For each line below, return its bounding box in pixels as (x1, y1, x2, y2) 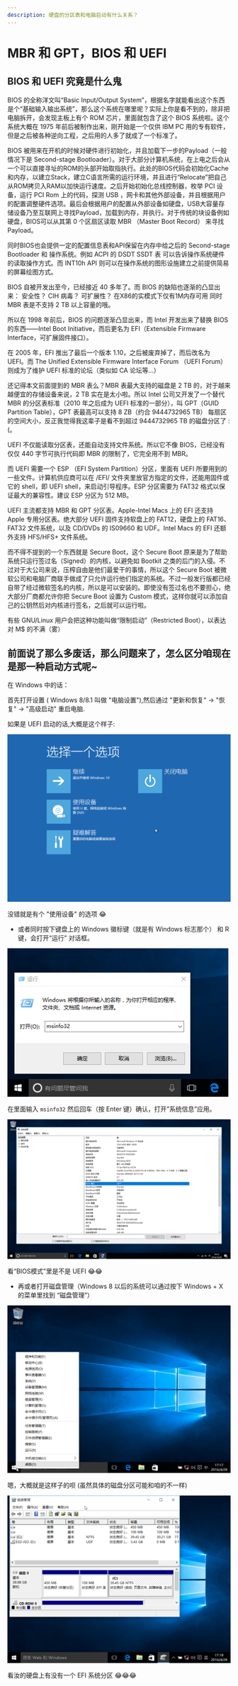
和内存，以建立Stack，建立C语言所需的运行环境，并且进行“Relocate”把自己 (7, 172, 227, 181)
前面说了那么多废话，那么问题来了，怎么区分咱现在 (7, 647, 231, 659)
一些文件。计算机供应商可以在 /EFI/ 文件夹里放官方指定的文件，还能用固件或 (7, 473, 229, 481)
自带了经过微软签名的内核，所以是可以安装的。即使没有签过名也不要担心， (7, 583, 225, 591)
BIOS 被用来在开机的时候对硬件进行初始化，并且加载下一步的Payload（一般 (7, 146, 227, 155)
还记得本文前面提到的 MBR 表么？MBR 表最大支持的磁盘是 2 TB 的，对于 (7, 381, 218, 389)
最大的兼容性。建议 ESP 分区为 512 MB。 (13, 491, 133, 499)
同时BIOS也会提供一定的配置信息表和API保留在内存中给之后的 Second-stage (7, 241, 230, 250)
